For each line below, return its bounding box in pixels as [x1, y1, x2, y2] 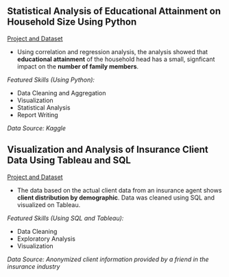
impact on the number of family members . [16, 62, 139, 71]
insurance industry [7, 262, 60, 270]
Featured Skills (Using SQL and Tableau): [7, 214, 124, 222]
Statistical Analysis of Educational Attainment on [7, 5, 221, 17]
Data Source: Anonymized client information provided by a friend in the [7, 255, 209, 263]
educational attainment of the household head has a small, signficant [16, 55, 215, 63]
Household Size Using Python [7, 16, 137, 28]
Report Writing [16, 110, 58, 119]
